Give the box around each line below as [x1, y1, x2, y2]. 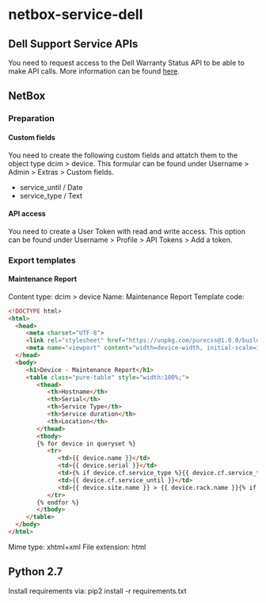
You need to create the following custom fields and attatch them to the [8, 150, 238, 160]
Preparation [8, 113, 55, 124]
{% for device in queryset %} [36, 439, 136, 448]
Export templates [8, 255, 77, 266]
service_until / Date [19, 182, 83, 192]
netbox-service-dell [8, 6, 143, 24]
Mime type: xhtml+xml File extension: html [8, 542, 146, 552]
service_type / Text [19, 191, 83, 200]
